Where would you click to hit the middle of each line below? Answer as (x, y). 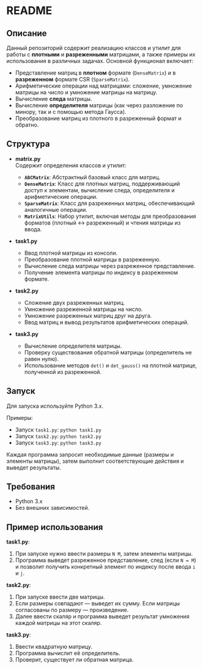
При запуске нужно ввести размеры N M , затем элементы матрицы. (104, 554)
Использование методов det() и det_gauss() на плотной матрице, (111, 365)
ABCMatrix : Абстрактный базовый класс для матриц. (92, 177)
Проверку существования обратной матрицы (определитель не (108, 352)
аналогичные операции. (56, 209)
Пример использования (55, 527)
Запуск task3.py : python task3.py (58, 443)
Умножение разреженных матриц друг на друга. (88, 315)
